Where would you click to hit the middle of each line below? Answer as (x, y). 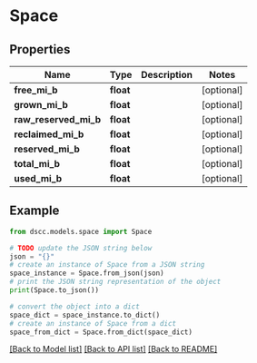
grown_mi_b (41, 105)
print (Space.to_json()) (54, 290)
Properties (40, 49)
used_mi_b (38, 178)
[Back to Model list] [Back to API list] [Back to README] (114, 349)
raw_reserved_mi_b (58, 119)
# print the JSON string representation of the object (115, 282)
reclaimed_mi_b (49, 134)
